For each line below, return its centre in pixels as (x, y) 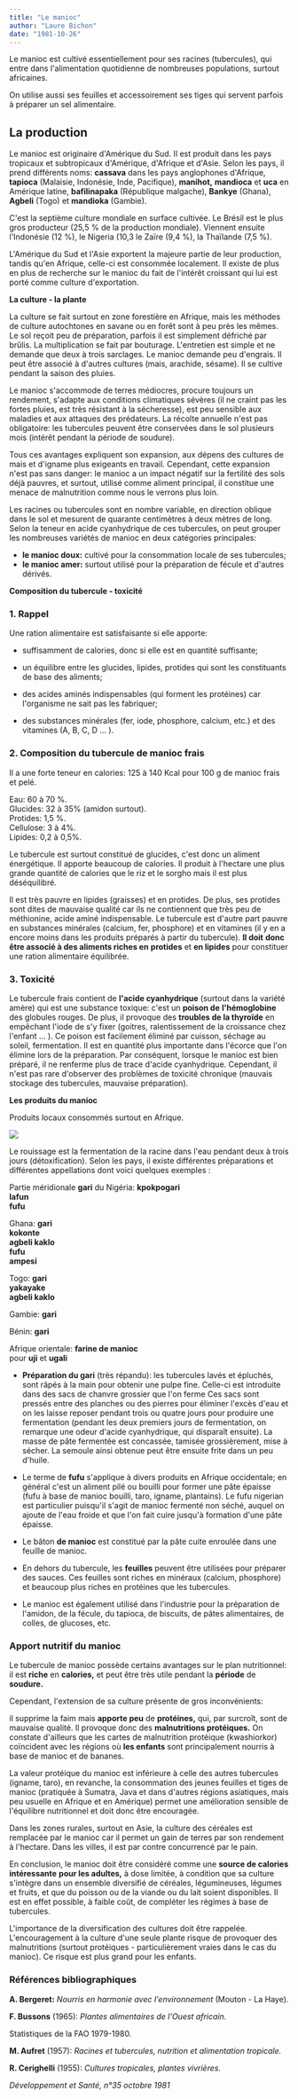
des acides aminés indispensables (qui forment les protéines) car (141, 694)
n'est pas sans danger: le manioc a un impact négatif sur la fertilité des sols (147, 474)
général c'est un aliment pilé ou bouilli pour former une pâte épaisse (147, 1487)
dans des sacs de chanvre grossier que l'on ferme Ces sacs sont (141, 1394)
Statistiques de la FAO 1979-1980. (71, 2033)
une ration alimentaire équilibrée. (69, 956)
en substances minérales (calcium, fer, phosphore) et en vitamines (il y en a (147, 928)
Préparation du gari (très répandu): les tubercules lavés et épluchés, (148, 1375)
